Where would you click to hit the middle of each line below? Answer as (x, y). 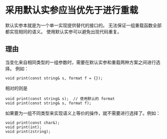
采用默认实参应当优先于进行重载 (72, 10)
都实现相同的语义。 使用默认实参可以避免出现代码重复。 (64, 31)
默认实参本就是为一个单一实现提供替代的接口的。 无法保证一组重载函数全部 (83, 25)
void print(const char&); (32, 123)
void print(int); (24, 127)
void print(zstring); (28, 131)
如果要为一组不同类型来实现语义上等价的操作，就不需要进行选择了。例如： (83, 113)
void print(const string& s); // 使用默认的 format (60, 99)
